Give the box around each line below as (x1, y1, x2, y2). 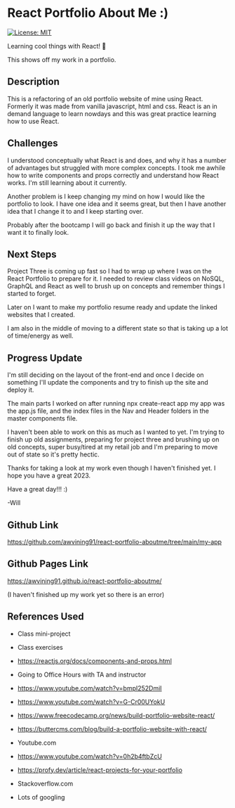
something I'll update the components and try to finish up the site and (7, 378, 208, 387)
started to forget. (7, 290, 56, 298)
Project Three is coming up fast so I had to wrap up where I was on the (7, 267, 212, 276)
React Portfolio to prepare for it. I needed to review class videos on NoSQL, (7, 274, 224, 283)
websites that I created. (7, 311, 75, 319)
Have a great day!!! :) (7, 485, 68, 494)
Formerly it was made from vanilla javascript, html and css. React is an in (7, 102, 217, 110)
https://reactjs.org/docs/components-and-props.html (17, 656, 172, 665)
